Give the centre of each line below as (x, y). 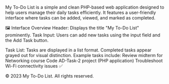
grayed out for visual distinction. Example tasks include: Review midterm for (84, 55)
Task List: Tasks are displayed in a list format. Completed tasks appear (78, 50)
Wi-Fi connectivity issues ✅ (34, 66)
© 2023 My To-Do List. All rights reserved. (50, 76)
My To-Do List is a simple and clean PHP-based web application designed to (85, 7)
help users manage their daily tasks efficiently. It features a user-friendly (81, 12)
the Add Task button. (27, 40)
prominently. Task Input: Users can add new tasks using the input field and (83, 35)
